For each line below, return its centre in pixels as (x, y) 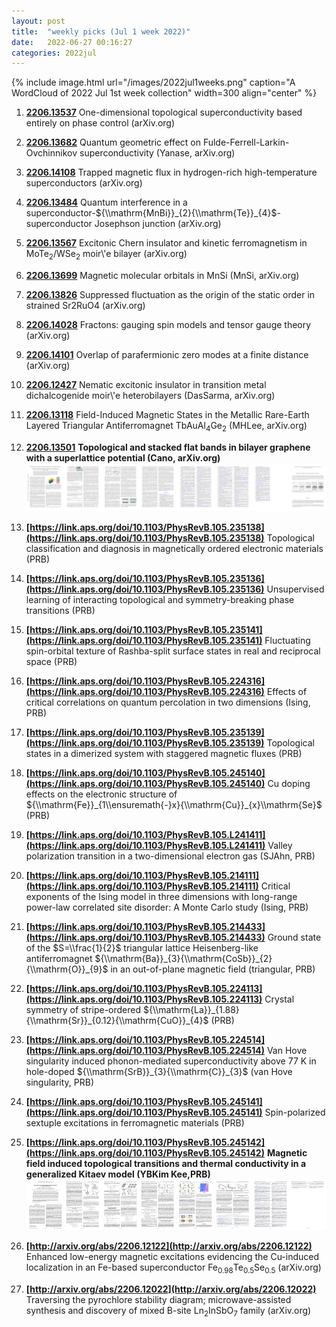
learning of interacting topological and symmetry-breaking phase (160, 600)
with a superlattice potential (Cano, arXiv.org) (123, 457)
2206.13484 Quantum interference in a (106, 202)
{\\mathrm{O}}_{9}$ (67, 969)
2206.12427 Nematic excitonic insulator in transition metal (146, 385)
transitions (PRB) (60, 611)
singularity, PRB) (60, 1082)
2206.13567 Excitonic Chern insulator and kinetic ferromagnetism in (166, 243)
